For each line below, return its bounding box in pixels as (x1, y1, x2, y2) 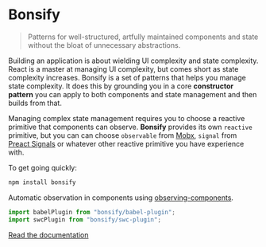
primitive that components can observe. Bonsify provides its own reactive (8, 122, 253, 131)
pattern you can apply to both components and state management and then (8, 89, 257, 99)
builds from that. (8, 98, 62, 108)
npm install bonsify (8, 178, 77, 186)
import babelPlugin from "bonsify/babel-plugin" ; (8, 208, 176, 216)
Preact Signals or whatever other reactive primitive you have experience (8, 139, 245, 148)
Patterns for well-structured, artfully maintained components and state (27, 32, 259, 41)
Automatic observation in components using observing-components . (8, 193, 234, 202)
